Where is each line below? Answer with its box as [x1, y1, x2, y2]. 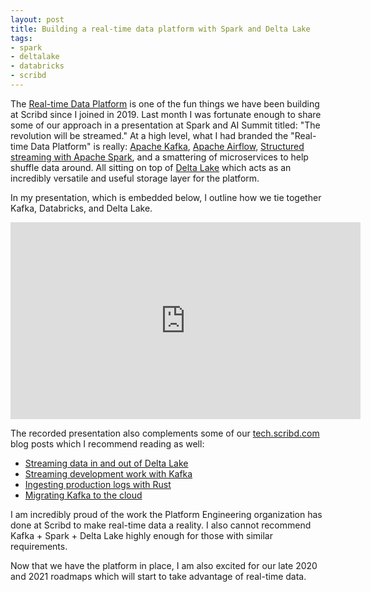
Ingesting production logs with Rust [24, 478, 172, 490]
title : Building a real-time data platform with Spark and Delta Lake [10, 24, 311, 34]
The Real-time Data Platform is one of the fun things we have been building [10, 97, 320, 110]
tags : [10, 33, 33, 43]
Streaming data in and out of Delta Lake [24, 457, 189, 469]
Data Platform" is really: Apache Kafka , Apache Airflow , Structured [30, 140, 305, 152]
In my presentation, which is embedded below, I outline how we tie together [10, 191, 322, 203]
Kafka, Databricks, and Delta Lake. [10, 202, 153, 214]
